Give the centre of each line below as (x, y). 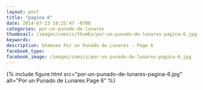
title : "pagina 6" (29, 18)
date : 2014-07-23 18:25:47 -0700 (49, 23)
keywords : (19, 40)
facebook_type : (26, 51)
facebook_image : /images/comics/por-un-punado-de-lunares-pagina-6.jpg (99, 57)
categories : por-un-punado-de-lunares (55, 29)
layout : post (23, 12)
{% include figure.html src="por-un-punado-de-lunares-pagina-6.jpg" (94, 74)
